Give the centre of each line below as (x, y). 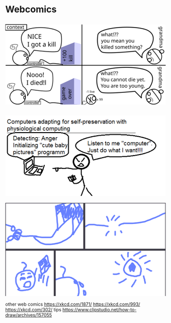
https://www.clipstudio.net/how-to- (99, 310)
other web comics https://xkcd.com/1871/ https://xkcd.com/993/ (73, 304)
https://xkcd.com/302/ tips (33, 310)
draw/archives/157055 (29, 315)
